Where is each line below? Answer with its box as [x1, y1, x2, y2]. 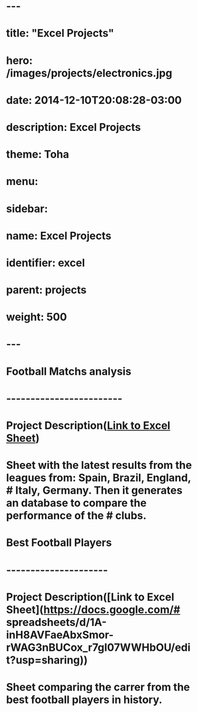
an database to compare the [6, 496, 147, 510]
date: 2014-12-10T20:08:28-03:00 [6, 93, 182, 107]
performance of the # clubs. [6, 509, 147, 522]
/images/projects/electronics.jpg [6, 66, 173, 79]
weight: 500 [6, 311, 67, 324]
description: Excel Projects [6, 120, 141, 134]
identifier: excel [6, 256, 85, 269]
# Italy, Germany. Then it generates [6, 484, 183, 497]
